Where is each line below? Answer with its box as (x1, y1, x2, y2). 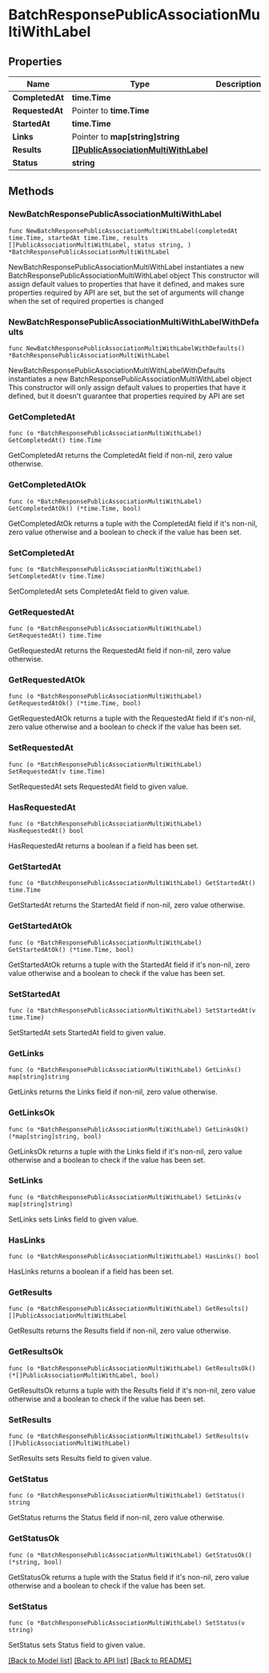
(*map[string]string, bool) (8, 1132, 102, 1140)
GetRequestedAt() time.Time (8, 632, 102, 640)
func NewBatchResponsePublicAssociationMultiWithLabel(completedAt (8, 226, 239, 235)
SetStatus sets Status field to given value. (8, 1640, 146, 1650)
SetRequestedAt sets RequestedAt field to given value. (8, 781, 188, 791)
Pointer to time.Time (71, 105, 150, 116)
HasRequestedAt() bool (8, 827, 84, 835)
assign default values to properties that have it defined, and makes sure (8, 279, 245, 288)
